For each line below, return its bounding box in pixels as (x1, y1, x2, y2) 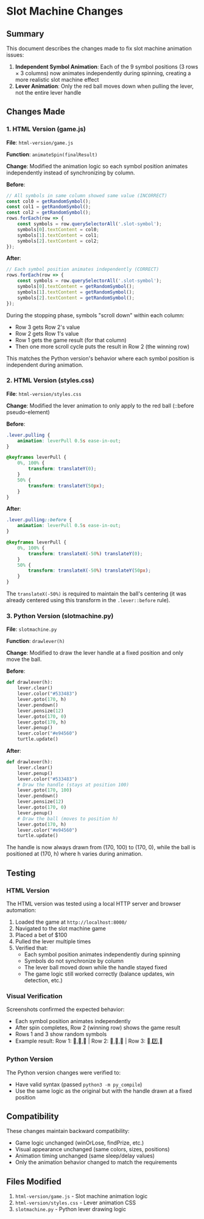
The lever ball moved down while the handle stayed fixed (24, 963, 167, 971)
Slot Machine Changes (6, 4, 124, 18)
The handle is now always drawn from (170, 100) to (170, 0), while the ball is (6, 844, 196, 851)
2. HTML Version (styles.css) (6, 376, 94, 385)
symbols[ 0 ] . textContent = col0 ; (17, 226, 99, 232)
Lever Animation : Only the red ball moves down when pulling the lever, (15, 82, 194, 90)
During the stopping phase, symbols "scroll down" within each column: (6, 311, 185, 318)
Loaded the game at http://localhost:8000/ (15, 918, 127, 926)
